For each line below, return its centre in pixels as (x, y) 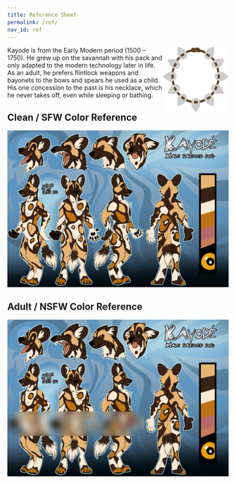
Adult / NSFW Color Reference (75, 307)
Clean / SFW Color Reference (72, 117)
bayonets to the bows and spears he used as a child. (84, 80)
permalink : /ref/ (33, 22)
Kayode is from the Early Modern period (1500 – (77, 51)
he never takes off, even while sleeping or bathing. (80, 96)
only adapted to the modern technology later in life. (81, 65)
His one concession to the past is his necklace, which (85, 88)
